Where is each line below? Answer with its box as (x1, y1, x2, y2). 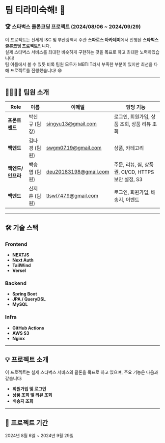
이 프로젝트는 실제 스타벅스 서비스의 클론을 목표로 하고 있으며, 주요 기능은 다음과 (5, 369, 159, 375)
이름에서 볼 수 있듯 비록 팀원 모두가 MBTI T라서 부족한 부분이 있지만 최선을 (10, 61, 153, 67)
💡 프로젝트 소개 (5, 355, 49, 364)
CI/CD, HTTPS (121, 169, 154, 176)
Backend (5, 280, 27, 287)
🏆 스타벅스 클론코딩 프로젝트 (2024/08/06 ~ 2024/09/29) (5, 23, 141, 30)
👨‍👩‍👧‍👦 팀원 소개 (5, 88, 49, 96)
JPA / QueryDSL (12, 296, 46, 302)
